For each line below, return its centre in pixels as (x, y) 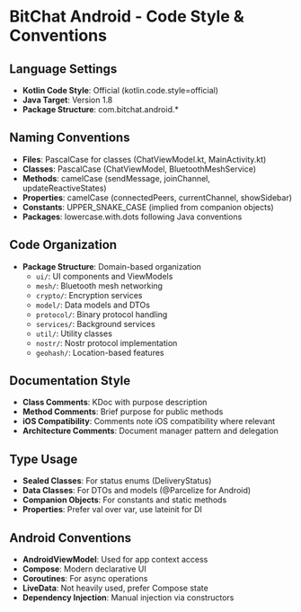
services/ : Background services (95, 324)
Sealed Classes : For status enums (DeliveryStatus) (117, 481)
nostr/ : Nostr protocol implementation (106, 342)
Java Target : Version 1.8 (67, 100)
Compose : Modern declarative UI (84, 569)
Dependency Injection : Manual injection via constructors (128, 598)
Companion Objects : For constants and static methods (124, 500)
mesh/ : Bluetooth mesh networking (99, 286)
